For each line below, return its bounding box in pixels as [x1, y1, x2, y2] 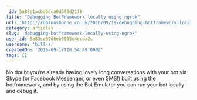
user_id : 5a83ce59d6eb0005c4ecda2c [6, 36, 93, 42]
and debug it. [6, 87, 38, 94]
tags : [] [6, 52, 28, 58]
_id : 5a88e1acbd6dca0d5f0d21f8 [6, 8, 83, 15]
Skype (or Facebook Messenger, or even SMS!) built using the [6, 75, 157, 82]
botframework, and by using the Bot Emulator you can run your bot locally [6, 81, 185, 88]
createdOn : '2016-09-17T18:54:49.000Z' [6, 47, 104, 53]
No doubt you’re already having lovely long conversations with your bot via [6, 68, 187, 75]
